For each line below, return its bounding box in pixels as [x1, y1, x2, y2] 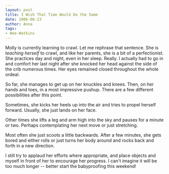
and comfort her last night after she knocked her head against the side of [5, 61, 157, 67]
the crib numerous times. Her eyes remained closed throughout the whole [5, 66, 159, 72]
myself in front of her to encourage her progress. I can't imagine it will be [5, 158, 157, 164]
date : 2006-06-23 [5, 17, 42, 22]
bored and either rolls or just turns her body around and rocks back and [5, 137, 154, 143]
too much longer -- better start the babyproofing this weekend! [5, 163, 136, 169]
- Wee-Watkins [5, 31, 35, 36]
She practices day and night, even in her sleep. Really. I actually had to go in [5, 55, 163, 61]
